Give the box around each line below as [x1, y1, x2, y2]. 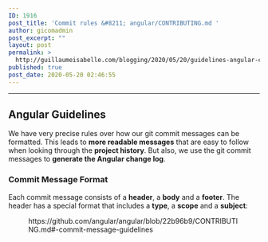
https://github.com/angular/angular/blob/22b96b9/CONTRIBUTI [28, 216, 238, 225]
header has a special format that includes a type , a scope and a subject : [8, 201, 249, 210]
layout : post [8, 41, 52, 49]
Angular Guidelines [8, 108, 106, 122]
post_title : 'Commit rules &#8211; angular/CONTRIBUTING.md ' [8, 19, 219, 27]
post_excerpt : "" [8, 33, 66, 42]
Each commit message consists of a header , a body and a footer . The [8, 192, 240, 201]
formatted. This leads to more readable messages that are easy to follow [8, 137, 250, 147]
